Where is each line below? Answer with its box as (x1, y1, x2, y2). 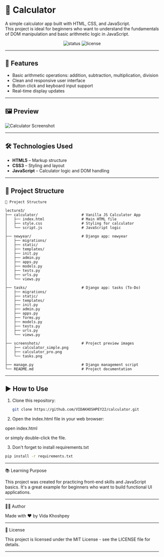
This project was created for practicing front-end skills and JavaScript (5, 479, 146, 485)
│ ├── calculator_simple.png (5, 345, 69, 350)
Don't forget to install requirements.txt (12, 444, 89, 450)
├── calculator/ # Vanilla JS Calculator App (5, 212, 141, 217)
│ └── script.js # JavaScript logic (5, 225, 121, 231)
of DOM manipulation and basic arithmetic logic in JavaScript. (5, 31, 129, 37)
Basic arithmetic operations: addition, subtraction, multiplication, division (12, 72, 159, 78)
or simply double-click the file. (5, 435, 66, 441)
